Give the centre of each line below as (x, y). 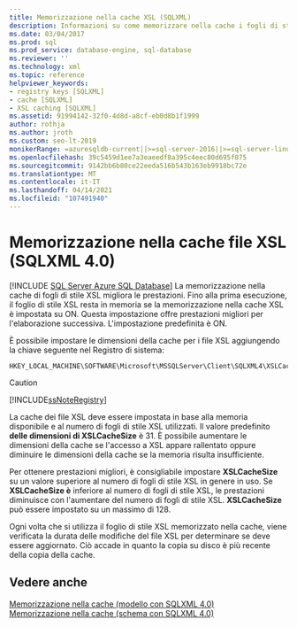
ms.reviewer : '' (39, 58)
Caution (23, 383)
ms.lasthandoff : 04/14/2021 (61, 190)
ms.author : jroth (41, 133)
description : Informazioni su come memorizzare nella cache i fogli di (144, 26)
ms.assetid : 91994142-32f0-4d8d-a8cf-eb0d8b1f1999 (104, 116)
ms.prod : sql (33, 42)
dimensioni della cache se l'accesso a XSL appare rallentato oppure (133, 445)
